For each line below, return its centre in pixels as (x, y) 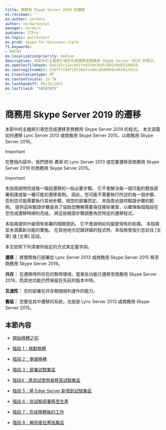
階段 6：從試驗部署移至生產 (40, 402)
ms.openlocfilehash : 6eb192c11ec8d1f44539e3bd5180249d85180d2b (72, 65)
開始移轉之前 (25, 338)
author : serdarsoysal (28, 24)
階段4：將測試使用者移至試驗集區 (46, 380)
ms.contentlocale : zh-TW (31, 79)
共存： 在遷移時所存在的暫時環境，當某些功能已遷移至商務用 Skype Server (81, 274)
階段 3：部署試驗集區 (34, 370)
